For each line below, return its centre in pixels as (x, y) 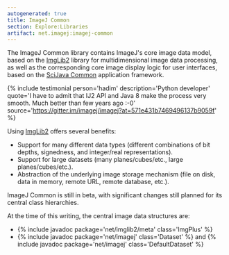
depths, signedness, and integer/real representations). (95, 152)
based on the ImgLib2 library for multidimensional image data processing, (113, 60)
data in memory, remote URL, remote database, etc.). (93, 182)
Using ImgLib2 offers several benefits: (62, 131)
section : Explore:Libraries (48, 26)
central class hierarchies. (43, 203)
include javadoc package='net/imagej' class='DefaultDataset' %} (111, 245)
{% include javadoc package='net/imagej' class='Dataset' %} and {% (117, 237)
